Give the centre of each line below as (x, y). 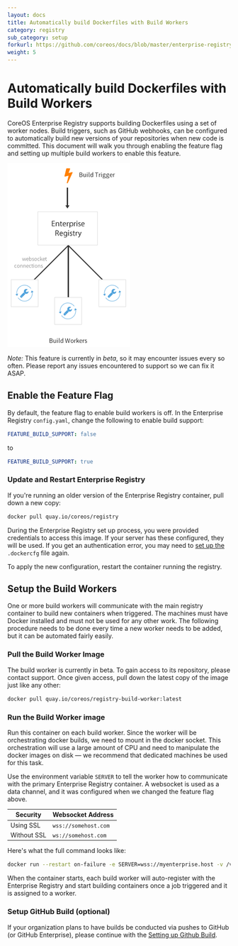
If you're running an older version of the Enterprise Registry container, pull (116, 495)
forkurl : (20, 45)
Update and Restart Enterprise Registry (76, 480)
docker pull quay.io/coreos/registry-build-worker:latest (95, 699)
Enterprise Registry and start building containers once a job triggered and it (118, 886)
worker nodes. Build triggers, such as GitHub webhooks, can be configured (118, 131)
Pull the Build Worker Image (56, 654)
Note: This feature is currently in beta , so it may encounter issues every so (116, 358)
